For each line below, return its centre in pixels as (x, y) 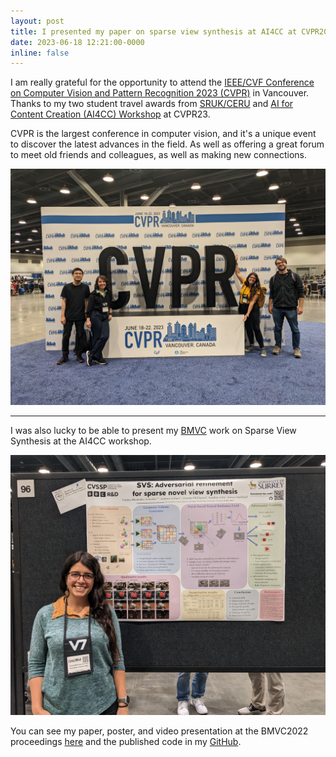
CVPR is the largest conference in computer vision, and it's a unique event (163, 134)
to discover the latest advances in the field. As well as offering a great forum (167, 144)
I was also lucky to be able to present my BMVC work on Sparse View (153, 431)
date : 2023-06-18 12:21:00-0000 (77, 42)
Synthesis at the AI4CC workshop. (81, 441)
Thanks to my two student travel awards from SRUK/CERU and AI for (152, 104)
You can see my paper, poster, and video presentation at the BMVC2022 (159, 731)
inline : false (40, 53)
